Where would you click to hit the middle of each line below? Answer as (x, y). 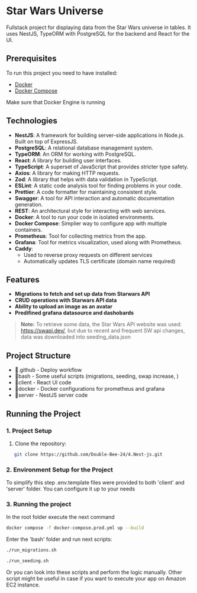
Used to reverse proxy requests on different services (88, 255)
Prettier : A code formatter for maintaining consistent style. (86, 192)
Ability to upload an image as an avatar (63, 307)
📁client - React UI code (43, 382)
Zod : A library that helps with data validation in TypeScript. (86, 179)
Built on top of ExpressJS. (46, 141)
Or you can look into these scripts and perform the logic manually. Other (94, 572)
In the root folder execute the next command (61, 517)
